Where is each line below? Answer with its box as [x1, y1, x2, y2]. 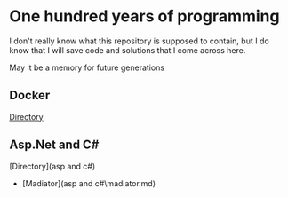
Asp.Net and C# [9, 138, 100, 153]
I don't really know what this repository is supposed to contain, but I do [9, 35, 269, 46]
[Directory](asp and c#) [9, 161, 96, 171]
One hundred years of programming [9, 6, 280, 27]
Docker [9, 88, 51, 103]
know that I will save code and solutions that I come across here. [9, 44, 246, 55]
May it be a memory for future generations [9, 62, 165, 73]
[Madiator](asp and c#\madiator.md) [21, 177, 156, 188]
